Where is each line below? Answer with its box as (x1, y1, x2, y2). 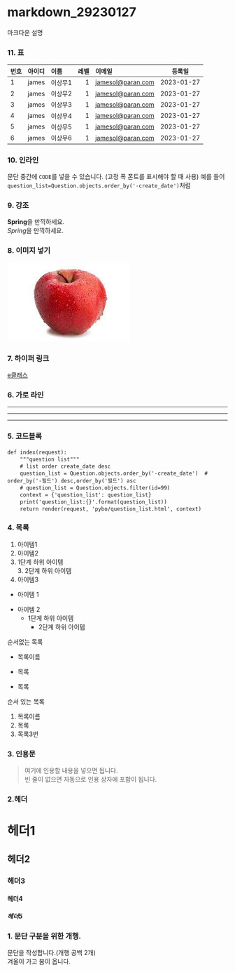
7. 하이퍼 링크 (7, 353, 50, 363)
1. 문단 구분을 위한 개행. (7, 931, 82, 941)
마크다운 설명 (7, 28, 43, 37)
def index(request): (7, 449, 68, 456)
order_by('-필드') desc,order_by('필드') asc (7, 477, 136, 485)
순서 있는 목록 (7, 697, 45, 706)
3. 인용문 (7, 749, 36, 758)
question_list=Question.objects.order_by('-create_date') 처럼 (7, 181, 191, 190)
